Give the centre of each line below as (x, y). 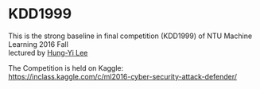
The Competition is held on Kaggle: (66, 68)
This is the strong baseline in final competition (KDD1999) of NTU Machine (130, 36)
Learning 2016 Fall (39, 44)
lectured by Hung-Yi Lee (48, 52)
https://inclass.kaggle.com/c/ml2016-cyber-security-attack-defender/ (122, 76)
